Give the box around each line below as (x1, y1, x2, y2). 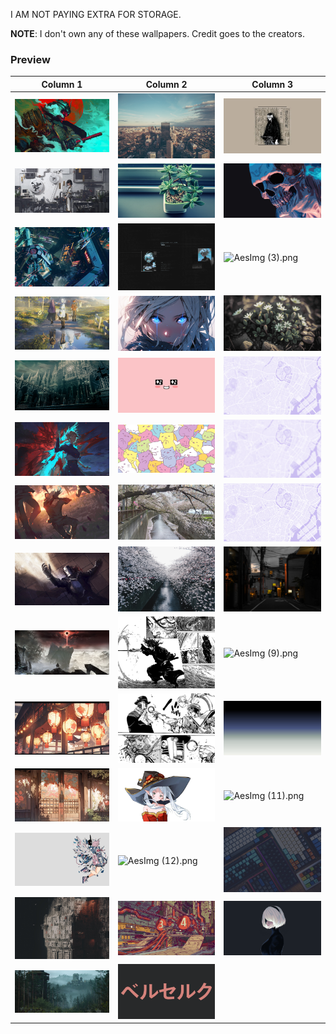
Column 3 (251, 78, 294, 90)
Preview (10, 52, 51, 66)
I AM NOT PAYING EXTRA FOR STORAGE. (10, 9, 182, 20)
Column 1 (41, 78, 83, 90)
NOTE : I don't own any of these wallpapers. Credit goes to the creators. (10, 28, 305, 39)
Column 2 (145, 78, 188, 90)
